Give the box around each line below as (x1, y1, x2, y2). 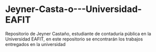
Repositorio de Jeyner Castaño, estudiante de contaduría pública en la (5, 30, 151, 36)
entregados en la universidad (5, 41, 66, 47)
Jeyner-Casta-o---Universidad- (5, 3, 142, 15)
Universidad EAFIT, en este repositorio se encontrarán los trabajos (5, 36, 143, 42)
